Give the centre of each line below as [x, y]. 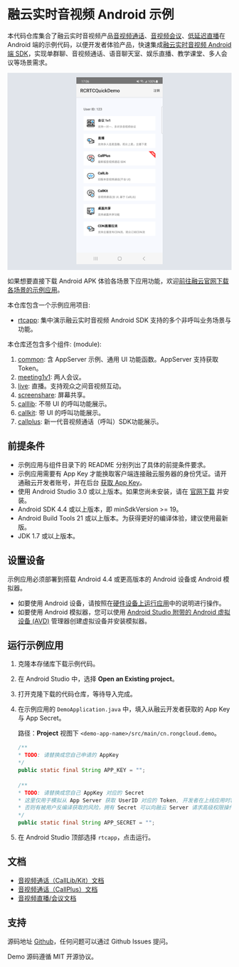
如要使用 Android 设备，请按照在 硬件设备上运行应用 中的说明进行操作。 [121, 603]
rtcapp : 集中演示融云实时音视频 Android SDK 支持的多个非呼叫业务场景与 [124, 320]
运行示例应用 [36, 645]
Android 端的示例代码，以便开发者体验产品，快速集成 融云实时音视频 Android [119, 44]
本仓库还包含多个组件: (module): [54, 344]
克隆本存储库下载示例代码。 [58, 664]
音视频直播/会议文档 [47, 898]
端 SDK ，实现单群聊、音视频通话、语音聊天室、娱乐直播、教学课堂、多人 [115, 53]
